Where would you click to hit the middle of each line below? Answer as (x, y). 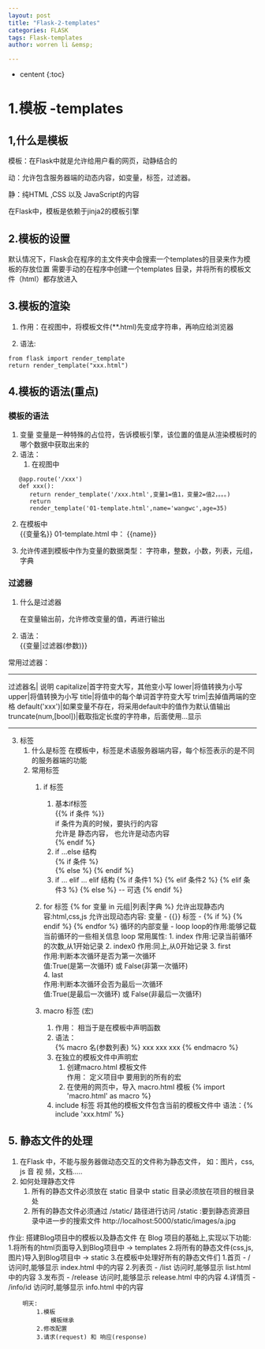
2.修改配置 (52, 1328)
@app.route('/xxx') (50, 479)
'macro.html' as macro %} (109, 1095)
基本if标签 (71, 803)
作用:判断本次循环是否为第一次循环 (99, 956)
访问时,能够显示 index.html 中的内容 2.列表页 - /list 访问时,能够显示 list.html (130, 1267)
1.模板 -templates (66, 109)
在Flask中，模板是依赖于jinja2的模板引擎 (74, 211)
